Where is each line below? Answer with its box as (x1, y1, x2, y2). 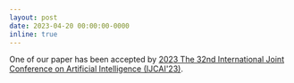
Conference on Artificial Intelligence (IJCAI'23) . (9, 63, 183, 74)
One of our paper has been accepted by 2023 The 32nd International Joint (9, 54, 284, 65)
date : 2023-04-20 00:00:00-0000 (9, 21, 130, 30)
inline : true (9, 29, 58, 38)
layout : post (9, 12, 58, 22)
